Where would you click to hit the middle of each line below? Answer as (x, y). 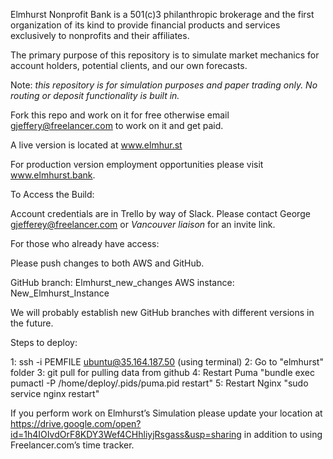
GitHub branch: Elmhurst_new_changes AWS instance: (122, 282)
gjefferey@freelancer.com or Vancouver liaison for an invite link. (143, 224)
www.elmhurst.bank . (53, 175)
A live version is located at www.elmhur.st (96, 145)
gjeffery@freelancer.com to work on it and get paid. (117, 125)
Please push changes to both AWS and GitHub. (107, 263)
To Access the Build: (52, 194)
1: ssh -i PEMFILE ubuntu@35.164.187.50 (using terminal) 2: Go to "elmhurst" (167, 362)
